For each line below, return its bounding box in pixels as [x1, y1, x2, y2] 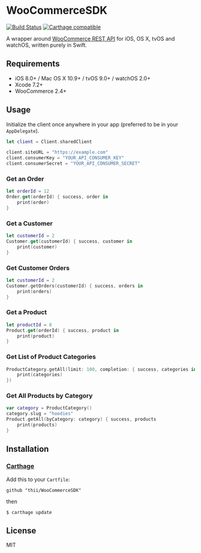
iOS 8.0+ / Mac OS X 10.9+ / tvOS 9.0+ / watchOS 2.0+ [14, 74, 151, 81]
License [6, 525, 36, 536]
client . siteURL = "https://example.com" [6, 149, 109, 156]
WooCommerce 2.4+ [14, 87, 67, 95]
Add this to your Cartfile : [6, 476, 70, 483]
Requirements [6, 59, 60, 69]
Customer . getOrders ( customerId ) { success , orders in [6, 283, 144, 289]
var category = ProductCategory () [6, 405, 93, 411]
